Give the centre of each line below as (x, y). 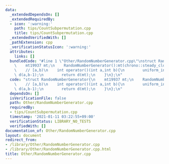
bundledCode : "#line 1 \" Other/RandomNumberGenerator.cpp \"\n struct (83, 61)
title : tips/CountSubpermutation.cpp (54, 33)
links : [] (25, 56)
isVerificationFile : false (38, 98)
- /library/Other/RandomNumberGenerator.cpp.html (58, 149)
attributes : (22, 51)
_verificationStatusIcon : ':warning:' (51, 47)
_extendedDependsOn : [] (34, 14)
